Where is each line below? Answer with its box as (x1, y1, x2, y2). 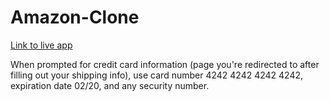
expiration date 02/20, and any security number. (10, 79, 210, 91)
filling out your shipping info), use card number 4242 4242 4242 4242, (10, 69, 304, 81)
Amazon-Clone (10, 6, 140, 29)
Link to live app (10, 39, 73, 51)
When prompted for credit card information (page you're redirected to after (10, 58, 320, 70)
